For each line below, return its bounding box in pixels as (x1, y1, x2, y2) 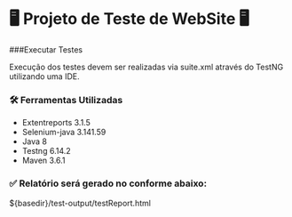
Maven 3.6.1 (21, 155, 66, 166)
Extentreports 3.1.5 (21, 117, 91, 128)
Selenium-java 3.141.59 (21, 127, 107, 138)
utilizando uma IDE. (9, 70, 80, 82)
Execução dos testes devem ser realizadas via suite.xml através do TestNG (9, 61, 284, 72)
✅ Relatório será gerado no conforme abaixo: (9, 177, 207, 189)
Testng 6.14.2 (21, 146, 71, 157)
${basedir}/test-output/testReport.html (9, 197, 151, 208)
